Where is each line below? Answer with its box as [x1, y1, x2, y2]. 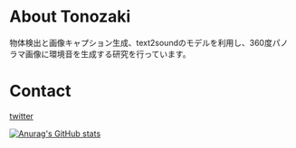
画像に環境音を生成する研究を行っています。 [24, 48, 191, 60]
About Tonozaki [9, 6, 131, 27]
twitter [9, 110, 34, 121]
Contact [9, 81, 72, 101]
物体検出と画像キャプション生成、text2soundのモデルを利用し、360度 [9, 37, 273, 48]
